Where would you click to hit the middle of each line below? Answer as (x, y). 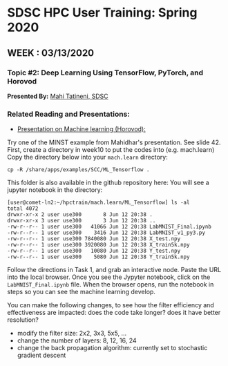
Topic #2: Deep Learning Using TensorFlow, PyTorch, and (105, 73)
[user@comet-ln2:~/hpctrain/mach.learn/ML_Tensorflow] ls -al (98, 203)
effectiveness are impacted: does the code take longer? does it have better (114, 313)
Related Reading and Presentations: (68, 114)
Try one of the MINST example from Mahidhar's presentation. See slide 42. (114, 142)
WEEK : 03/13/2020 (51, 53)
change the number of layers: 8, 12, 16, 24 (77, 340)
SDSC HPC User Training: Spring (102, 13)
